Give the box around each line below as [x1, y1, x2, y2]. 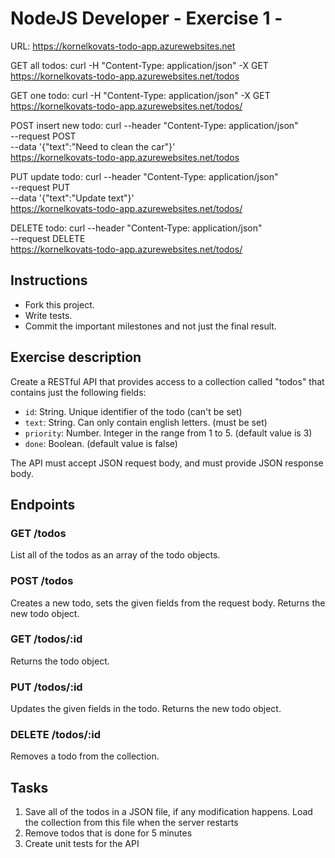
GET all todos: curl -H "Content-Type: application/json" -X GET [10, 59, 269, 71]
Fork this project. [24, 298, 95, 311]
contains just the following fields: [10, 386, 147, 398]
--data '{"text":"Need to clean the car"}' [10, 140, 176, 152]
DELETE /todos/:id [10, 728, 101, 742]
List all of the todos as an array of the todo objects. [10, 549, 221, 561]
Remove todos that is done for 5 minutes [24, 827, 193, 839]
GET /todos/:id [10, 632, 83, 646]
